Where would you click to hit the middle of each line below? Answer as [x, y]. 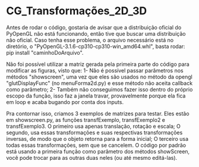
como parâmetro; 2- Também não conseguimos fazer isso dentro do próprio [99, 89]
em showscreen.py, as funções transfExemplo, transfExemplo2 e [86, 119]
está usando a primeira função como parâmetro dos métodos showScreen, [98, 151]
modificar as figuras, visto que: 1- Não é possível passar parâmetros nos [95, 70]
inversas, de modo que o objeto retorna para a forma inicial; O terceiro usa [97, 138]
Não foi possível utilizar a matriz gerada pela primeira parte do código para [98, 64]
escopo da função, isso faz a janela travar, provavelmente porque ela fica [96, 96]
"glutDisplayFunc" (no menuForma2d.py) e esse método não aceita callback [99, 83]
